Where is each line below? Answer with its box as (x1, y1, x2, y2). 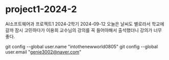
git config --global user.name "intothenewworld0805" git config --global (5, 43, 158, 49)
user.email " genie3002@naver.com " (5, 49, 82, 55)
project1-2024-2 (5, 4, 77, 15)
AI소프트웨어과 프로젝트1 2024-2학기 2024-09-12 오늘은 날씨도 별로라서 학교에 (5, 21, 164, 27)
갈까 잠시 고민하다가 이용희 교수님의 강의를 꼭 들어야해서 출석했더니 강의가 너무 (5, 27, 162, 33)
